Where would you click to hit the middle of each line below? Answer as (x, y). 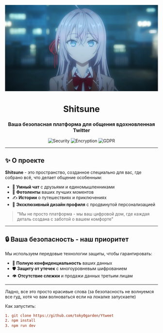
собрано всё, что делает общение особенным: (54, 177)
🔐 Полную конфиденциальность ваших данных (62, 263)
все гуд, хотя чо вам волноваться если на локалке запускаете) (71, 297)
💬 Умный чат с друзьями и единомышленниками (63, 187)
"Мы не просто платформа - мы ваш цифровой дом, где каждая (83, 214)
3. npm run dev (20, 326)
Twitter (81, 130)
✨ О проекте (25, 160)
